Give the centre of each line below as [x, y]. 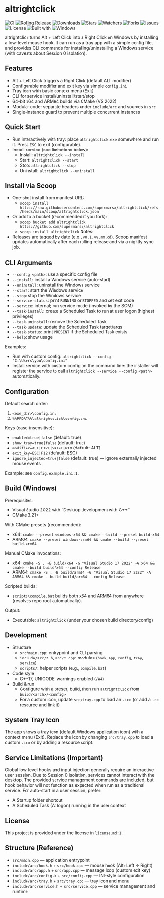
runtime [20, 891]
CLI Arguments [29, 262]
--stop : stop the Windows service [46, 296]
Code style [23, 673]
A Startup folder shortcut [37, 800]
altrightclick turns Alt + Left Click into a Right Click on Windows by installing [82, 37]
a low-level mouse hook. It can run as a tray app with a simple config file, [79, 42]
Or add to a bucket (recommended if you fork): [59, 217]
